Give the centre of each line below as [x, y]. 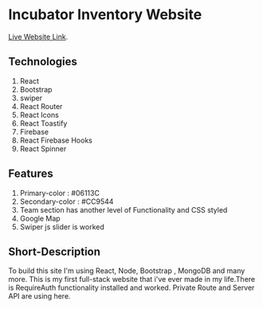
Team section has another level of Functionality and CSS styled [124, 209]
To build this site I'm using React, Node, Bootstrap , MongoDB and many [127, 271]
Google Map [40, 218]
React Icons [39, 115]
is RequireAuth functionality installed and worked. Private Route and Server [131, 287]
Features [31, 174]
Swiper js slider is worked [62, 227]
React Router [41, 106]
